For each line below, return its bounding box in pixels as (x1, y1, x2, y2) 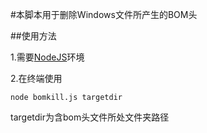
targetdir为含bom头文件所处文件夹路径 (10, 111, 170, 123)
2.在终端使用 (10, 73, 63, 84)
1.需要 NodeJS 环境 (10, 51, 85, 63)
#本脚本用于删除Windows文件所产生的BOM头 (10, 9, 198, 20)
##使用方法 (10, 30, 57, 42)
